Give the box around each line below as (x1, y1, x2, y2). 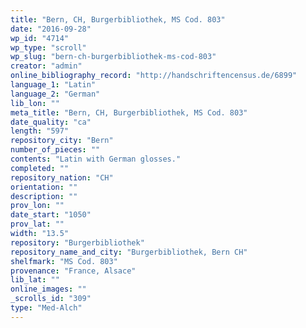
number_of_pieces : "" (10, 145, 101, 155)
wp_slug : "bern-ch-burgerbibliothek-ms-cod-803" (10, 52, 217, 62)
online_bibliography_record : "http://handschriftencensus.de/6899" (10, 71, 298, 81)
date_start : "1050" (10, 210, 92, 220)
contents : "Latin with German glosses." (10, 154, 182, 164)
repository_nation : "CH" (10, 172, 114, 183)
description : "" (10, 191, 78, 201)
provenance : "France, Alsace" (10, 266, 137, 276)
